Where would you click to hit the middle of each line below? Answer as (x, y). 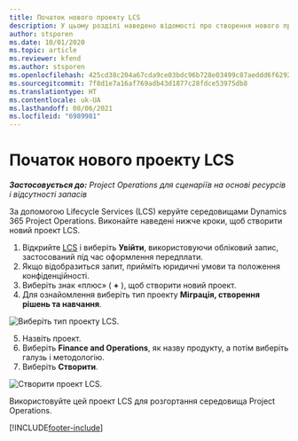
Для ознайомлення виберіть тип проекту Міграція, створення (141, 295)
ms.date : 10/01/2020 (47, 42)
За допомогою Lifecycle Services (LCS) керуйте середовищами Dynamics (148, 212)
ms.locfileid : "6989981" (55, 116)
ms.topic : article (43, 51)
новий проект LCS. (45, 231)
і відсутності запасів (48, 194)
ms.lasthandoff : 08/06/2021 (61, 108)
